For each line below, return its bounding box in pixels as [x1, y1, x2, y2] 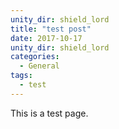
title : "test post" [10, 24, 92, 34]
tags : [10, 71, 33, 81]
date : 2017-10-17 [10, 33, 83, 43]
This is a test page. [10, 107, 89, 119]
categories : [10, 52, 60, 62]
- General [19, 61, 60, 71]
